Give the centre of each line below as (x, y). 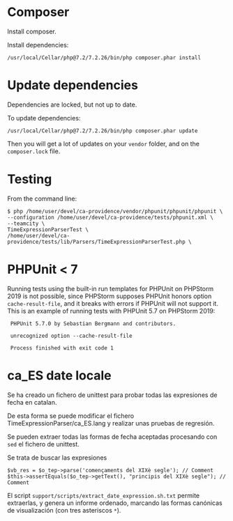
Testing (30, 179)
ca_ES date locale (59, 375)
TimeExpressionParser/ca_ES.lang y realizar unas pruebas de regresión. (111, 423)
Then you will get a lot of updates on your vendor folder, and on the (104, 143)
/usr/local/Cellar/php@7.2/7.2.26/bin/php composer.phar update (103, 131)
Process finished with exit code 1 (62, 348)
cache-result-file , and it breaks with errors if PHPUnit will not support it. (113, 303)
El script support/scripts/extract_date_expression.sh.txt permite (104, 495)
